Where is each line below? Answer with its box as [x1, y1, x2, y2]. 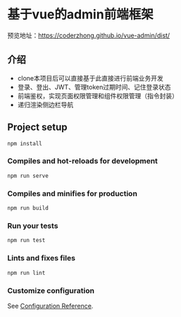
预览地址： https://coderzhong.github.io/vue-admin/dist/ [7, 31, 170, 40]
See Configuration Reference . [7, 301, 94, 311]
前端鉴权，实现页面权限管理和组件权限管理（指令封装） [17, 91, 178, 100]
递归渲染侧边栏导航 [17, 100, 74, 109]
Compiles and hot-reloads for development [7, 156, 158, 166]
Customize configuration [7, 285, 95, 295]
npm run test [7, 237, 46, 244]
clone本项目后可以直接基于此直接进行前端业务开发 [17, 73, 164, 82]
